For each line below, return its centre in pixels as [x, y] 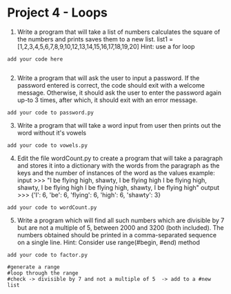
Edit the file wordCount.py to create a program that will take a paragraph [120, 158]
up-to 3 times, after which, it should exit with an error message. [107, 100]
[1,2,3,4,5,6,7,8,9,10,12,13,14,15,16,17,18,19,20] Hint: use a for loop [106, 46]
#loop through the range [43, 273]
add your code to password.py [51, 112]
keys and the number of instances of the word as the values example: [116, 173]
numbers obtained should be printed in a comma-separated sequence [117, 235]
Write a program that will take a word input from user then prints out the [119, 125]
